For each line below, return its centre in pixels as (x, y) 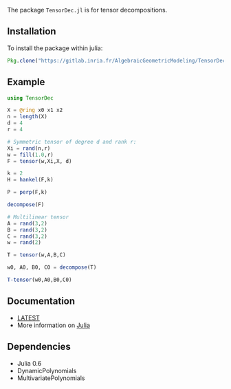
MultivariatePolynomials (51, 378)
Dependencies (39, 347)
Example (26, 82)
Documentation (41, 301)
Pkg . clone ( (23, 60)
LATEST (28, 318)
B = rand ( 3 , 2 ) (27, 230)
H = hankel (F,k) (30, 180)
